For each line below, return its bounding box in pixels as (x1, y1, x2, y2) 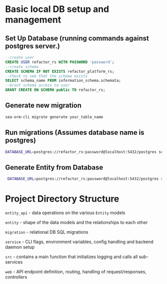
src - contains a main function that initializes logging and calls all (5, 254, 138, 260)
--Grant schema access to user (5, 83, 70, 88)
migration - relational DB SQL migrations (5, 229, 88, 235)
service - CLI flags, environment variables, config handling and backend (5, 239, 154, 245)
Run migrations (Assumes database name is (5, 128, 145, 137)
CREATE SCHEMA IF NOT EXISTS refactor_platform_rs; (5, 69, 114, 74)
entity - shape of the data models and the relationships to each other (5, 220, 148, 225)
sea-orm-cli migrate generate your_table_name (5, 114, 103, 119)
